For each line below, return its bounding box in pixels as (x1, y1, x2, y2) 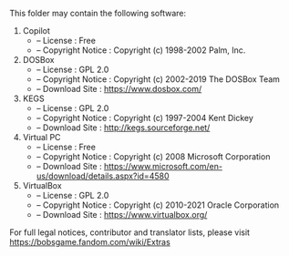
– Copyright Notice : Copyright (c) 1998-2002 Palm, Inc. (36, 45, 246, 56)
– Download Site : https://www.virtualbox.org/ (36, 210, 208, 220)
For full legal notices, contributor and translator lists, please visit (9, 227, 251, 238)
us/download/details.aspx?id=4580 (36, 170, 170, 181)
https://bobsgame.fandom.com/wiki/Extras (9, 237, 170, 247)
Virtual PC (22, 132, 61, 142)
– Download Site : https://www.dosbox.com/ (36, 84, 202, 94)
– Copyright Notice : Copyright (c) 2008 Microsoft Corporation (36, 151, 271, 162)
